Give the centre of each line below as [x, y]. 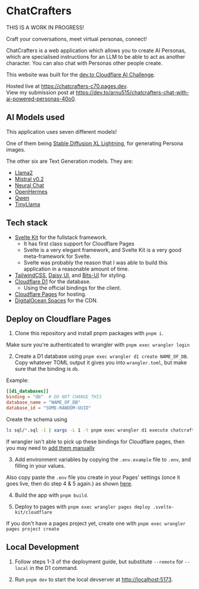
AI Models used [36, 117]
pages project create [33, 529]
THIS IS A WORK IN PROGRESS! [45, 27]
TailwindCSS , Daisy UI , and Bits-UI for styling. [70, 275]
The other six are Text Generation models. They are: [70, 161]
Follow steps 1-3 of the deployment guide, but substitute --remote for [99, 561]
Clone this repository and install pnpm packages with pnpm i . [89, 333]
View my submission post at [41, 92]
